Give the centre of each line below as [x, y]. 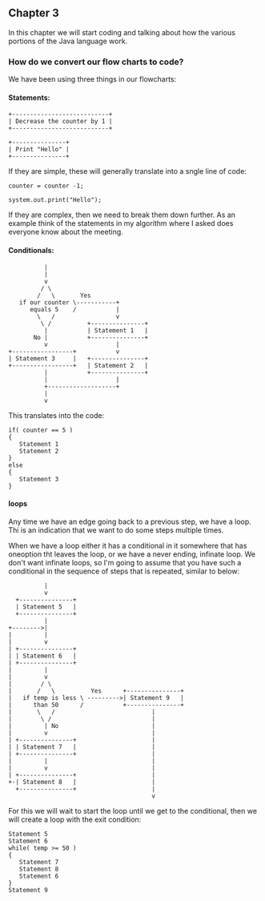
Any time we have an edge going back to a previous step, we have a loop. [130, 521]
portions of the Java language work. [68, 41]
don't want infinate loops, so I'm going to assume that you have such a [125, 562]
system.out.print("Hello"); [55, 200]
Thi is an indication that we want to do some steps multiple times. [116, 530]
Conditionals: [31, 250]
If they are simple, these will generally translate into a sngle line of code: [127, 171]
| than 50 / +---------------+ [96, 705]
